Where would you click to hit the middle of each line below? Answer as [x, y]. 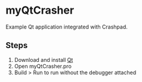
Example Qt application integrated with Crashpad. [67, 27]
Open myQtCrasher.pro [43, 66]
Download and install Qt [44, 59]
